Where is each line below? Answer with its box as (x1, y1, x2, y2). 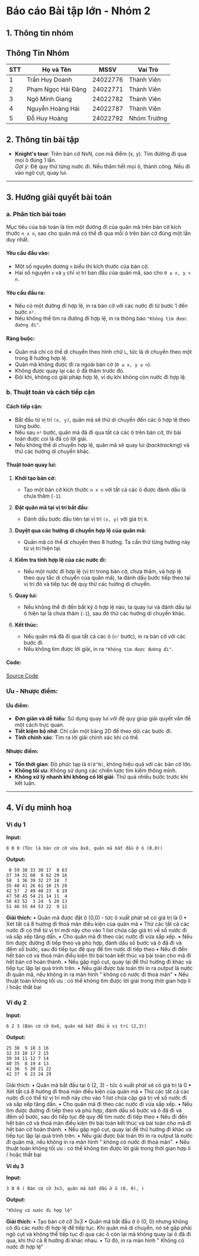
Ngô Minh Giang (26, 95, 72, 103)
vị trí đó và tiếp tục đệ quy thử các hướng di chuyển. (23, 580, 151, 587)
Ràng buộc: (6, 335, 36, 342)
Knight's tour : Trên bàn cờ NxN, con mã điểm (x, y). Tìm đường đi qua (14, 150, 187, 158)
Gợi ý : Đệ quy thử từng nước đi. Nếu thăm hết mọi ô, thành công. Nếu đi (14, 163, 191, 170)
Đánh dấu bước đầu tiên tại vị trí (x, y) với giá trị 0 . (23, 515, 149, 522)
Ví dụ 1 (6, 820, 25, 829)
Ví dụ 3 (6, 1163, 24, 1170)
